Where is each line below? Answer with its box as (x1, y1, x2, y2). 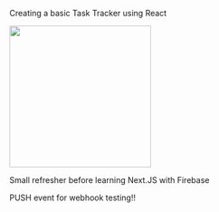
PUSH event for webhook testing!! (9, 192, 136, 203)
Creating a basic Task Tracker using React (9, 8, 167, 18)
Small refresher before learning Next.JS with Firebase (9, 175, 210, 185)
